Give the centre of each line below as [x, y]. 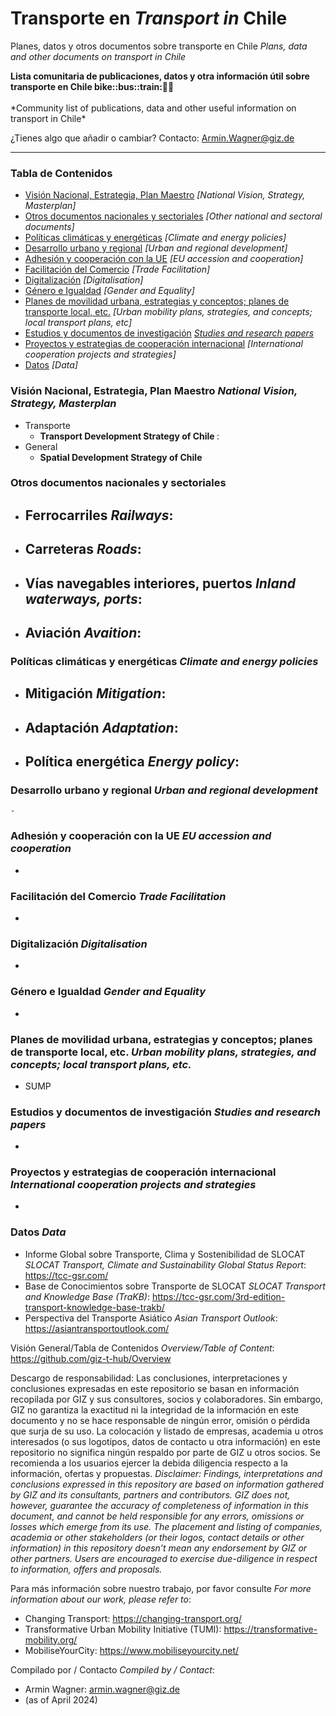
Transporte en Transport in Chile [149, 18]
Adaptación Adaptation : [101, 727]
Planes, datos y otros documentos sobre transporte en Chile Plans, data [159, 46]
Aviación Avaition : [83, 633]
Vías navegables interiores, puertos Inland [160, 583]
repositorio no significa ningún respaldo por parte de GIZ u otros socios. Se [165, 1452]
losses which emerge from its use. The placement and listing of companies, [166, 1526]
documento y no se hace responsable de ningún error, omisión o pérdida [160, 1420]
